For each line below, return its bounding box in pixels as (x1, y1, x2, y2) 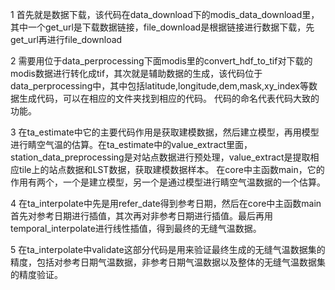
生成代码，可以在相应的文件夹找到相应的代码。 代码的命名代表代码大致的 (18, 93, 320, 104)
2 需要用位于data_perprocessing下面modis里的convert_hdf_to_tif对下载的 (10, 55, 313, 67)
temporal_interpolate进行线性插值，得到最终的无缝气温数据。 (10, 223, 262, 234)
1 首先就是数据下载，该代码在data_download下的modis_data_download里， (10, 9, 320, 20)
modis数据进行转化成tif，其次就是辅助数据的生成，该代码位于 (10, 68, 263, 79)
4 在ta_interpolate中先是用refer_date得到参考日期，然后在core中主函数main (10, 198, 322, 209)
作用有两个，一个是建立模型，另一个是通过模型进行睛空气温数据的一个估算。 (10, 176, 326, 188)
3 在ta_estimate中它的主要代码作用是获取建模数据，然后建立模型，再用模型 (10, 126, 320, 138)
